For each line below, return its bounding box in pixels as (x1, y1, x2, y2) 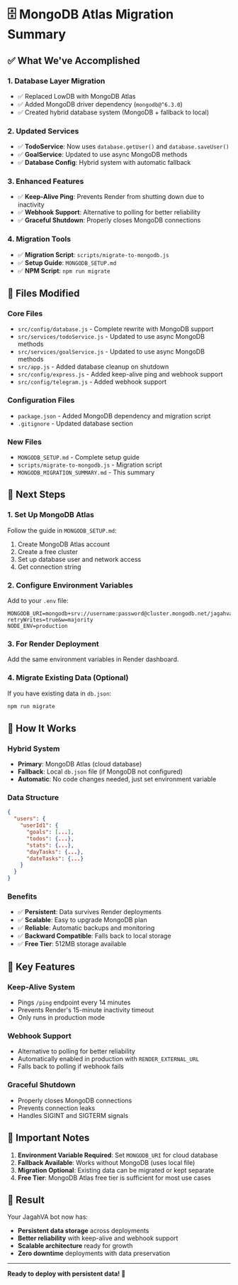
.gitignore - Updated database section (17, 419, 133, 428)
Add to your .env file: (7, 597, 69, 605)
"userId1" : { (20, 822, 59, 829)
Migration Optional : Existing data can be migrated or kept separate (17, 1166, 215, 1174)
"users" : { (13, 815, 46, 823)
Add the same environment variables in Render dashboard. (7, 655, 179, 663)
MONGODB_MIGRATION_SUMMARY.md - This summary (17, 468, 155, 477)
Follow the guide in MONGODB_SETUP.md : (7, 526, 117, 534)
